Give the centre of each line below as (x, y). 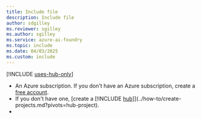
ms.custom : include (31, 57)
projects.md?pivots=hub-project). (57, 105)
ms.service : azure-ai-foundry (44, 40)
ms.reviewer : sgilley (34, 29)
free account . (32, 92)
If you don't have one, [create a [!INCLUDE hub (74, 98)
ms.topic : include (29, 46)
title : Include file (32, 12)
